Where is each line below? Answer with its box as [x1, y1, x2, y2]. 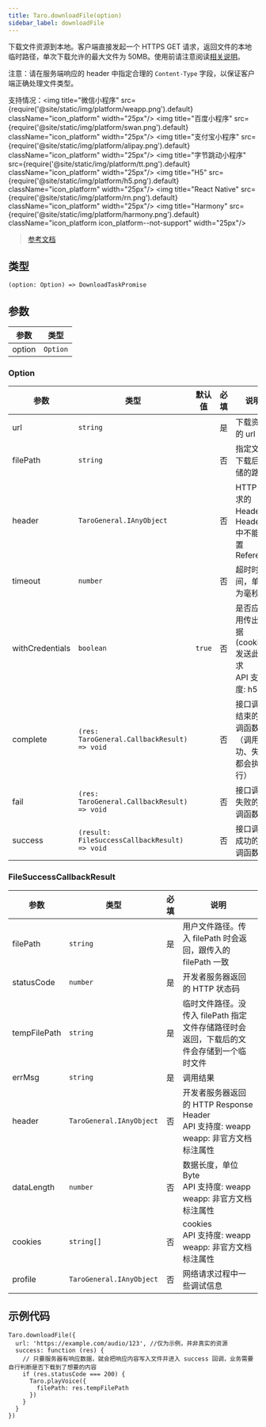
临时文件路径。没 [182, 998, 247, 1009]
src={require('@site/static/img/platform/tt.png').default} [8, 159, 191, 169]
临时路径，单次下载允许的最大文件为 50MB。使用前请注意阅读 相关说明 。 [8, 51, 245, 61]
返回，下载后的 [182, 1033, 239, 1045]
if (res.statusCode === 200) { [22, 1370, 126, 1378]
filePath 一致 [182, 956, 230, 967]
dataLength [12, 1182, 55, 1193]
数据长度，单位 [182, 1159, 239, 1170]
